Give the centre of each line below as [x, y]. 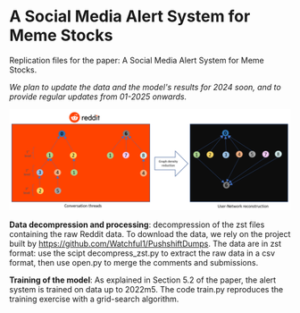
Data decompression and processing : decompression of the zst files [137, 224]
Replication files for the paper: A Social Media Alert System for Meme [137, 60]
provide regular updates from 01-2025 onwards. [98, 97]
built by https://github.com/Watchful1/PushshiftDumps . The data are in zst [146, 244]
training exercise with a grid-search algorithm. [94, 299]
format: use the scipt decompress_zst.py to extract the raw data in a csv [142, 253]
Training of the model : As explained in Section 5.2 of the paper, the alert [143, 280]
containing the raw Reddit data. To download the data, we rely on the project [150, 234]
